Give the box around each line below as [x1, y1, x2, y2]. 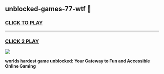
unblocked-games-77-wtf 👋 [5, 5, 92, 13]
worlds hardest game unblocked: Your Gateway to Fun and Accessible [5, 58, 150, 64]
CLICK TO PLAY [5, 19, 43, 26]
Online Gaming [5, 63, 36, 69]
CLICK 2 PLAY [5, 37, 39, 44]
